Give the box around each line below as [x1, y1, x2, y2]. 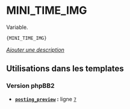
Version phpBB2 [6, 82, 55, 90]
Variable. [6, 23, 28, 31]
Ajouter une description [6, 46, 65, 53]
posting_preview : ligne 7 [14, 95, 77, 102]
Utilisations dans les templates [6, 64, 125, 74]
